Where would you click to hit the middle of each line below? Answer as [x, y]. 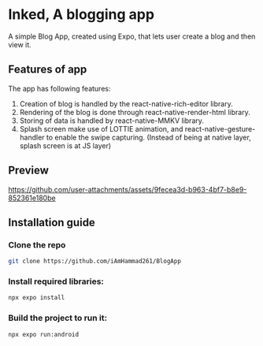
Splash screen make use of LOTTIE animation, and [101, 128]
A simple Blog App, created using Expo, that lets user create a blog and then [132, 36]
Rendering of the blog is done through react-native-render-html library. [135, 112]
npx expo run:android [44, 334]
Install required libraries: [56, 281]
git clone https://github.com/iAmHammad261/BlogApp [94, 262]
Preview [29, 171]
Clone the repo [37, 244]
